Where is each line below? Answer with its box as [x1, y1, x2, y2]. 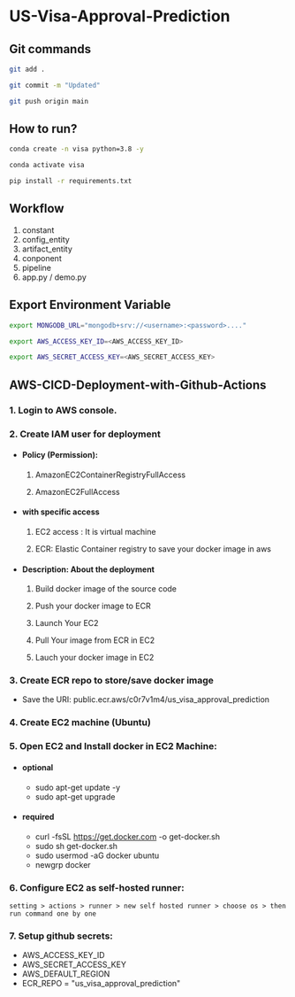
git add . [9, 65, 46, 73]
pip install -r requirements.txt [9, 177, 132, 186]
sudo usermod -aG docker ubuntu [34, 850, 160, 861]
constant [21, 224, 55, 236]
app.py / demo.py [21, 272, 87, 282]
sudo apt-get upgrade [34, 791, 116, 802]
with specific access [21, 506, 100, 517]
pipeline [21, 262, 51, 273]
